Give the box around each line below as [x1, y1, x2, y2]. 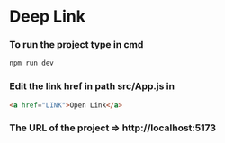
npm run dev [9, 58, 54, 68]
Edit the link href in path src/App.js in [9, 80, 175, 93]
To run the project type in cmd [9, 39, 144, 51]
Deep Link [9, 6, 85, 27]
